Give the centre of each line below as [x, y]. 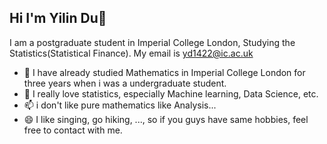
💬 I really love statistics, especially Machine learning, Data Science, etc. [171, 93]
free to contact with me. [73, 130]
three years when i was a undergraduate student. [125, 83]
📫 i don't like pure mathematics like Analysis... [120, 105]
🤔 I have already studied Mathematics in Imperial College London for [164, 72]
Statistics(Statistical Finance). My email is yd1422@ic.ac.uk [131, 53]
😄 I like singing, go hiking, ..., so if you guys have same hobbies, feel [166, 119]
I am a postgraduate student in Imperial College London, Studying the [152, 42]
